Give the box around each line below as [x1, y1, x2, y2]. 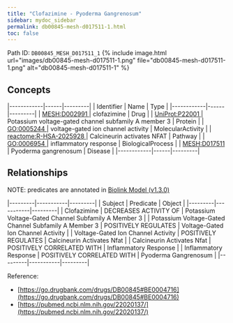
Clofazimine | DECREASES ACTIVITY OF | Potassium [64, 206, 216, 215]
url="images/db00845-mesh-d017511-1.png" [7, 57, 136, 65]
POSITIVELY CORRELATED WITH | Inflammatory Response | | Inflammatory [7, 243, 223, 252]
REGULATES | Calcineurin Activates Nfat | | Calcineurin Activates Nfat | [7, 236, 211, 244]
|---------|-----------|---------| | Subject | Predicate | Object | [7, 199, 186, 207]
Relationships [7, 167, 68, 179]
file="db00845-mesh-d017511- [137, 57, 226, 65]
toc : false [7, 29, 39, 37]
